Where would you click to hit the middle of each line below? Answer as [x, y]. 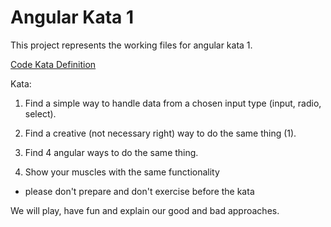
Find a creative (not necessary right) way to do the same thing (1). [160, 133]
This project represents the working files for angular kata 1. [131, 45]
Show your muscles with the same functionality [122, 172]
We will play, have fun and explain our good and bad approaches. [145, 210]
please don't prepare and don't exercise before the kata [139, 191]
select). [40, 113]
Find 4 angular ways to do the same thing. [111, 152]
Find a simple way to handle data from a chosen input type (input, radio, [173, 103]
